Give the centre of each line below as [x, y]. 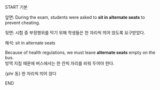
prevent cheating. [22, 23]
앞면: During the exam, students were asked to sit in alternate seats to [75, 17]
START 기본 [16, 7]
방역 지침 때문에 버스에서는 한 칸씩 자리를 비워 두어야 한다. [60, 63]
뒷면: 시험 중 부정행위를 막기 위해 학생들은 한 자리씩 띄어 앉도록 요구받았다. [75, 32]
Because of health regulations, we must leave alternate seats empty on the [80, 52]
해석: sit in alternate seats [30, 43]
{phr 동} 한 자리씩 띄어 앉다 [31, 73]
